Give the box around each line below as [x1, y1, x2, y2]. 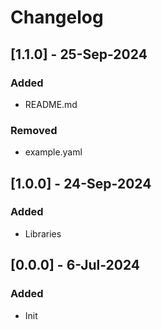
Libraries [24, 227, 62, 240]
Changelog [10, 6, 104, 29]
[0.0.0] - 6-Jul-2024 [10, 257, 141, 274]
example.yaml [24, 146, 83, 158]
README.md [24, 98, 78, 110]
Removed [10, 123, 58, 137]
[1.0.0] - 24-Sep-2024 [10, 175, 152, 192]
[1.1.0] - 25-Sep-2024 [10, 46, 148, 63]
